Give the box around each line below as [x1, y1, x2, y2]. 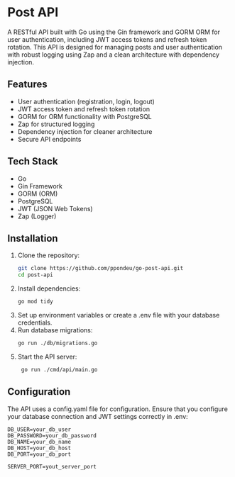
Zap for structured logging [17, 120, 95, 128]
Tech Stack [7, 155, 58, 167]
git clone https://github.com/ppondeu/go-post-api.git [17, 265, 184, 272]
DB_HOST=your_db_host [7, 444, 72, 451]
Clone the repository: [17, 251, 80, 259]
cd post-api [17, 271, 53, 279]
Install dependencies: [17, 284, 81, 293]
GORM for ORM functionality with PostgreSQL [17, 112, 153, 120]
